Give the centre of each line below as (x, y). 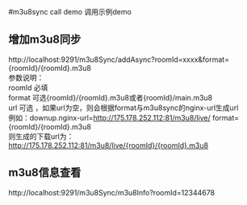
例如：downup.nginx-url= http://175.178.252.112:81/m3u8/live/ (110, 117)
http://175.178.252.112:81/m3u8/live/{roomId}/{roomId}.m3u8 (108, 145)
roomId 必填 (28, 88)
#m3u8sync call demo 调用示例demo (70, 12)
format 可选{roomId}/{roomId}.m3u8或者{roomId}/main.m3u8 (111, 97)
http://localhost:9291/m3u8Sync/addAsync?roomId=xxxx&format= (119, 59)
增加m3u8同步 (45, 40)
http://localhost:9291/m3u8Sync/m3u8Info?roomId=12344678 (112, 192)
